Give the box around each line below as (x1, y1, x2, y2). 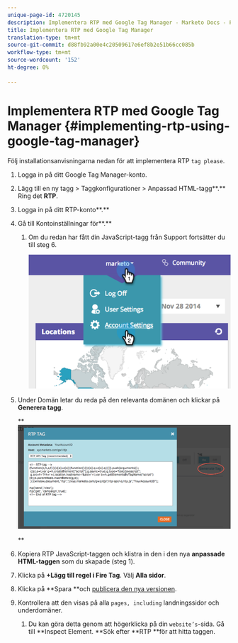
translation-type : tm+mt (7, 34, 81, 41)
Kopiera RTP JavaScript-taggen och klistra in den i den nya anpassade (17, 550, 225, 559)
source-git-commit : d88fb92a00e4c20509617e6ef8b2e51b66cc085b (7, 41, 195, 49)
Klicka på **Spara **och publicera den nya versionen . (17, 585, 177, 593)
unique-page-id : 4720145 (7, 11, 81, 18)
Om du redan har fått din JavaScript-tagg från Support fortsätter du (28, 233, 225, 241)
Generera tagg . (17, 403, 64, 412)
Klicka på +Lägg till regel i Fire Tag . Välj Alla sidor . (17, 571, 166, 580)
